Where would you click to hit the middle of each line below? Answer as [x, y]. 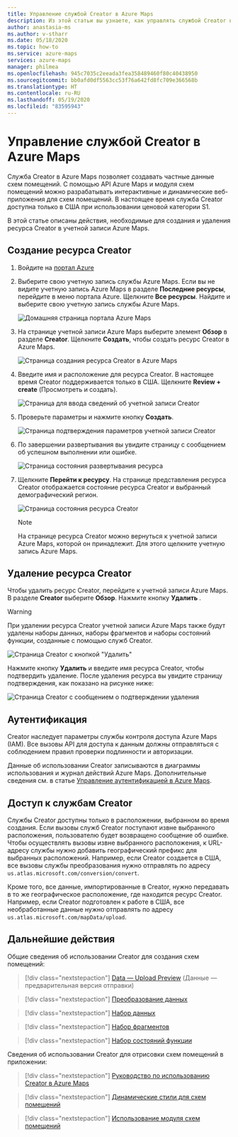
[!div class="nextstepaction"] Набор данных [90, 1013]
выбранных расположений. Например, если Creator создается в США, [114, 858]
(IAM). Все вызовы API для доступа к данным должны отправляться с [113, 744]
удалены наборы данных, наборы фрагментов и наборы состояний [109, 633]
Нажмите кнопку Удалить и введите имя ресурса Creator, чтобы [106, 668]
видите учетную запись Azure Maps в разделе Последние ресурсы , [121, 289]
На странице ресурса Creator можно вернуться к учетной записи [117, 536]
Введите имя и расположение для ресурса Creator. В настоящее [115, 374]
